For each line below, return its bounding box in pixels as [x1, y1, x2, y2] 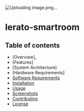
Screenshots [12, 90, 38, 96]
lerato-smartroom [5, 22, 80, 33]
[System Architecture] [12, 65, 57, 70]
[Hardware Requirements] [12, 70, 65, 75]
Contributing [12, 96, 38, 101]
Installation [12, 80, 35, 86]
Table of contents [5, 41, 60, 49]
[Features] [12, 59, 33, 65]
